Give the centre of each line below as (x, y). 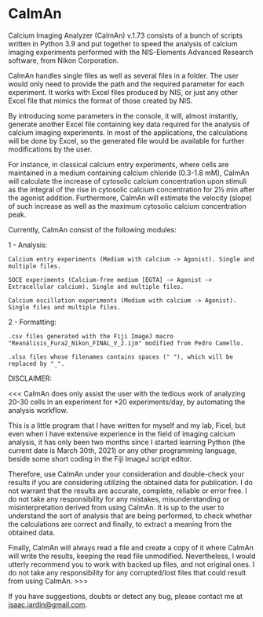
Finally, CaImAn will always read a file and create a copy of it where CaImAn (131, 547)
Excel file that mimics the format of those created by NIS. (100, 100)
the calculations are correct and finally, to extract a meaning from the (120, 524)
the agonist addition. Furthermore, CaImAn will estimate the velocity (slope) (130, 198)
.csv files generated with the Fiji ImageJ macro (91, 336)
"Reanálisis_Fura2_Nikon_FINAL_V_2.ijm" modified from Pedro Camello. (126, 343)
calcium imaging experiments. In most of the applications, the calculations (128, 132)
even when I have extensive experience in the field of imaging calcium (122, 433)
